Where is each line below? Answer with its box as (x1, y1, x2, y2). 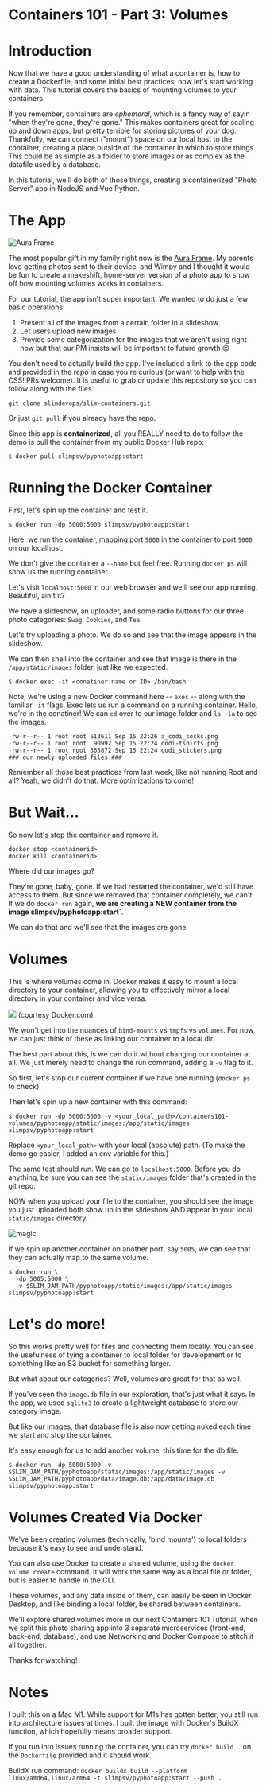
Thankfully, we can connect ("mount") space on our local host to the (8, 134, 233, 144)
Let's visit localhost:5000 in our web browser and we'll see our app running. (8, 582, 258, 592)
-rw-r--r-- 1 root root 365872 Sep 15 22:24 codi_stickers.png (8, 746, 222, 754)
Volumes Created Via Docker (8, 1508, 202, 1526)
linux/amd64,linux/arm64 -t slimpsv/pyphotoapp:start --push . (8, 1774, 222, 1782)
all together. (8, 1640, 48, 1649)
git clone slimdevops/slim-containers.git (8, 399, 151, 407)
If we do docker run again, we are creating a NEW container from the (8, 898, 237, 908)
